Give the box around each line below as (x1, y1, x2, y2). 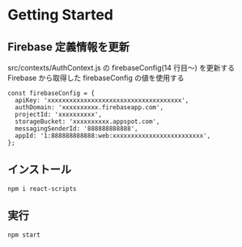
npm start (7, 231, 41, 239)
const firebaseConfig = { (7, 89, 95, 97)
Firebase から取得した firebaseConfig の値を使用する (7, 73, 185, 83)
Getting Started (7, 6, 114, 24)
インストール (7, 163, 72, 177)
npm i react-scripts (7, 185, 78, 193)
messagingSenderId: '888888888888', (15, 125, 138, 133)
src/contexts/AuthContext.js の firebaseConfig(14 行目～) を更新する (7, 63, 236, 72)
